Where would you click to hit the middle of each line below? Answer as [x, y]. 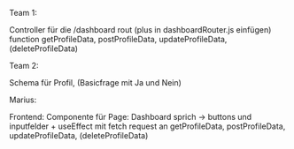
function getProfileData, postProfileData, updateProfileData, [118, 39]
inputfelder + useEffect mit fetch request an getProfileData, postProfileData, [147, 126]
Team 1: [23, 13]
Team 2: [24, 66]
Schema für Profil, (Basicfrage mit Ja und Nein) [95, 82]
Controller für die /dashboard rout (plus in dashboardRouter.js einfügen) [140, 30]
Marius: [23, 100]
